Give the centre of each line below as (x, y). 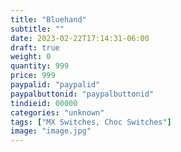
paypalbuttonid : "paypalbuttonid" (82, 94)
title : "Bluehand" (48, 19)
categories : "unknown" (57, 112)
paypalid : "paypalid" (55, 85)
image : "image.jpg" (51, 131)
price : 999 (33, 76)
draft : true (35, 47)
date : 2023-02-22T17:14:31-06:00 (80, 38)
